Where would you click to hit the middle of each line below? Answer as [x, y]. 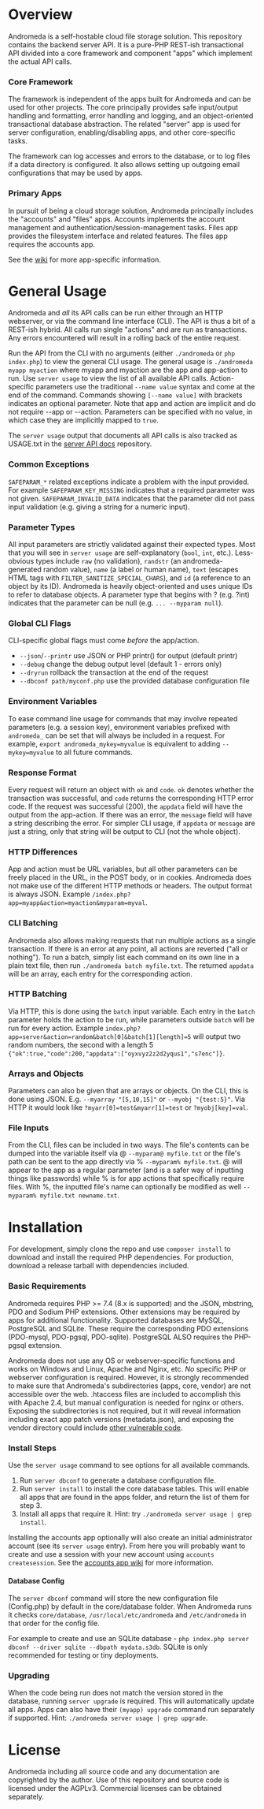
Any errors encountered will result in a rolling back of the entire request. [125, 338]
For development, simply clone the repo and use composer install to [119, 1249]
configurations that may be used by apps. [75, 173]
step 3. [31, 1505]
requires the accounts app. [52, 244]
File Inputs [29, 1128]
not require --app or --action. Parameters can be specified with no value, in [130, 412]
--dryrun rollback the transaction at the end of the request [114, 672]
